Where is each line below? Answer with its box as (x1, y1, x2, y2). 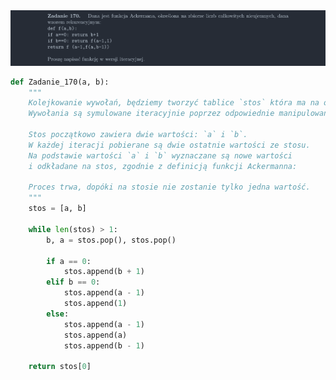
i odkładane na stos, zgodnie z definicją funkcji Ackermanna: (28, 161, 298, 171)
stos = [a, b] (28, 204, 87, 214)
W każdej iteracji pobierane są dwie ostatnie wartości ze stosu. (28, 140, 311, 150)
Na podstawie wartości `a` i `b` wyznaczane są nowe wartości (28, 150, 293, 161)
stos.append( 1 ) (63, 299, 128, 309)
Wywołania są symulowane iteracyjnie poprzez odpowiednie (28, 109, 275, 119)
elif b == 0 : (46, 277, 101, 288)
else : (46, 309, 70, 319)
